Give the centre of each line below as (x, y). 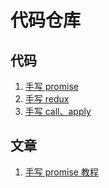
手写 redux (47, 99)
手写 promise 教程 (61, 172)
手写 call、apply (58, 111)
